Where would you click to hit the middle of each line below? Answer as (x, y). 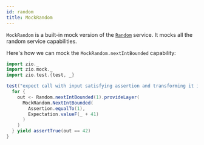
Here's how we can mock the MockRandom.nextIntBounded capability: (91, 53)
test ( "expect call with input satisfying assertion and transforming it (100, 86)
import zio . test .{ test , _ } (40, 75)
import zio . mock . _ (29, 69)
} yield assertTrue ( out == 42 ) (51, 131)
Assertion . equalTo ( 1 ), (57, 108)
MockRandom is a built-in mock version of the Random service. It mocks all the (100, 34)
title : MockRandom (29, 18)
